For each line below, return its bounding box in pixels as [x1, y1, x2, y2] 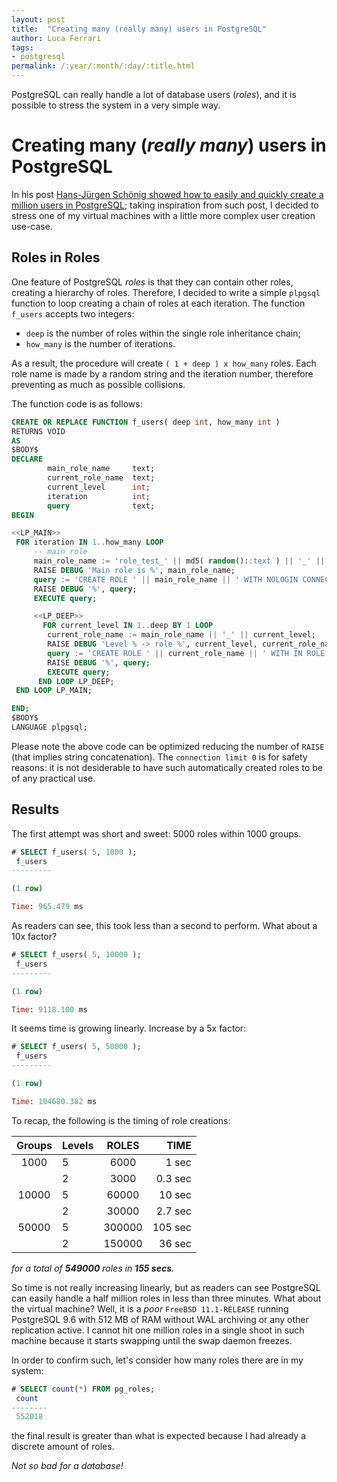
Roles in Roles [11, 249, 101, 266]
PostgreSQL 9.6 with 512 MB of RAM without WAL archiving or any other [11, 1313, 309, 1325]
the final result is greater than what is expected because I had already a [11, 1430, 306, 1442]
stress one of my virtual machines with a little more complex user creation [11, 209, 316, 221]
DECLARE [11, 454, 44, 465]
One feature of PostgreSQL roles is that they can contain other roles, [11, 276, 294, 288]
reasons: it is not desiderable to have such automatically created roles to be [11, 761, 324, 773]
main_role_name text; [47, 464, 156, 474]
